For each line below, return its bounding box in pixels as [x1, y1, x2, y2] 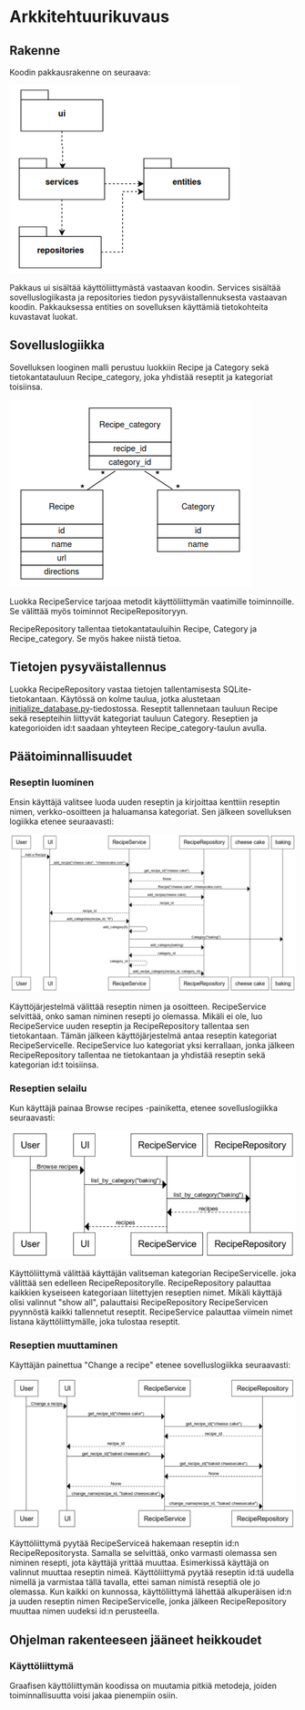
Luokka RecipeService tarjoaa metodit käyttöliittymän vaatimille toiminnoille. [9, 595, 295, 607]
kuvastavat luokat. [9, 312, 78, 322]
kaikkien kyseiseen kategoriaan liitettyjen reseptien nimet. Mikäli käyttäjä [9, 1287, 282, 1298]
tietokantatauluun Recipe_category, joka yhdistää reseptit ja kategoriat [9, 371, 273, 382]
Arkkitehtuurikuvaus [9, 6, 170, 27]
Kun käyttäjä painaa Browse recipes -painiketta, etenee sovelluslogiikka [9, 1103, 278, 1114]
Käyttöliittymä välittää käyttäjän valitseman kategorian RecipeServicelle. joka [9, 1267, 297, 1278]
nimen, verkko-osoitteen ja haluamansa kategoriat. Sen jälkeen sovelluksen [9, 807, 292, 818]
